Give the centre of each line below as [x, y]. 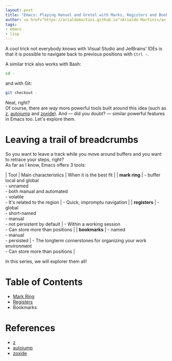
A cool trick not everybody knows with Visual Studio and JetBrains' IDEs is [84, 49]
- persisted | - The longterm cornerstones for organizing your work [76, 240]
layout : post [19, 10]
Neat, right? [18, 102]
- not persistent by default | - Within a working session [63, 224]
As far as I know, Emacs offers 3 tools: [46, 165]
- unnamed [17, 186]
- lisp [12, 34]
